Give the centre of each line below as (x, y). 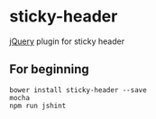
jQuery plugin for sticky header (67, 41)
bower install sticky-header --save (78, 90)
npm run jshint (38, 106)
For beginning (50, 69)
